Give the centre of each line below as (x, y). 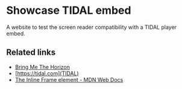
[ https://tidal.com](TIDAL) (47, 73)
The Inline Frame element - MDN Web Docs (69, 79)
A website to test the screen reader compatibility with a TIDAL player (91, 27)
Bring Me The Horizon (42, 67)
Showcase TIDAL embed (69, 11)
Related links (31, 53)
